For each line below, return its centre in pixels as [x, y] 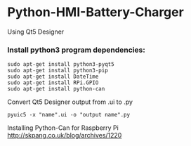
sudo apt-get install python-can [56, 89]
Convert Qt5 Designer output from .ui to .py [70, 102]
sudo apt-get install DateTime [53, 77]
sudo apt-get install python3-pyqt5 [61, 65]
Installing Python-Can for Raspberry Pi [63, 128]
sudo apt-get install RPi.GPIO [53, 83]
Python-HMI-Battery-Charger [95, 12]
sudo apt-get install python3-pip [58, 71]
